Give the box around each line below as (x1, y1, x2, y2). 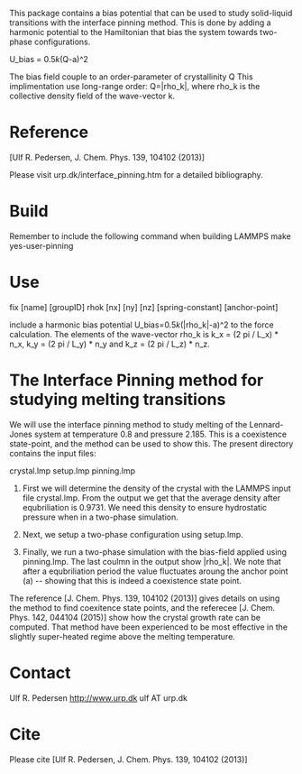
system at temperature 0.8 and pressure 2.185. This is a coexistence (34, 428, 287, 439)
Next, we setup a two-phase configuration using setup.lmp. (22, 529, 243, 539)
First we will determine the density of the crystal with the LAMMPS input (22, 483, 291, 493)
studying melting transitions (9, 390, 226, 410)
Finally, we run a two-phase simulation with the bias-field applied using (22, 546, 287, 557)
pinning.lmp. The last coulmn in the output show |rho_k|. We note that (22, 556, 281, 567)
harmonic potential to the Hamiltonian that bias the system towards (9, 27, 259, 37)
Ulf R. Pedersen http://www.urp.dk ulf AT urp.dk (9, 692, 188, 703)
